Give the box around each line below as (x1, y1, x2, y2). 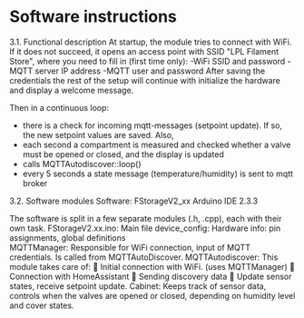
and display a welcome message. (9, 84, 134, 95)
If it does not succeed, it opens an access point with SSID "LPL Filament (9, 45, 279, 56)
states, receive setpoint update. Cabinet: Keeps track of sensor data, (9, 280, 267, 292)
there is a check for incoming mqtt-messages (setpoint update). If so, (22, 120, 283, 131)
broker (22, 177, 48, 188)
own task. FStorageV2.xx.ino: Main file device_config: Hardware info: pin (9, 223, 281, 234)
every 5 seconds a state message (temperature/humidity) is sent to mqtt (22, 168, 293, 179)
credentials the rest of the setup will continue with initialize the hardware (9, 75, 281, 85)
